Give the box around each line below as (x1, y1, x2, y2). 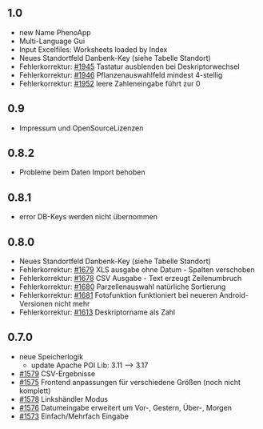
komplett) (18, 386, 51, 395)
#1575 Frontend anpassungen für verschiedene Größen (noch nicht (18, 377, 241, 387)
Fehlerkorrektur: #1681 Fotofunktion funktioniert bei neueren (18, 291, 217, 300)
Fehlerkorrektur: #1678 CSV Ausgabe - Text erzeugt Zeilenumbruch (18, 274, 242, 283)
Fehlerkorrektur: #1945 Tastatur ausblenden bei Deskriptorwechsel (18, 62, 241, 71)
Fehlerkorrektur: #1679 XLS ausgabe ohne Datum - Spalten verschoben (18, 265, 255, 275)
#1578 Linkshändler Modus (18, 394, 109, 403)
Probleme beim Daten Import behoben (18, 167, 145, 177)
